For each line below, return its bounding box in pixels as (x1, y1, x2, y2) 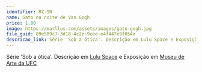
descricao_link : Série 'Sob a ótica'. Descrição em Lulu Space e (6, 37, 173, 43)
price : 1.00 (6, 20, 36, 26)
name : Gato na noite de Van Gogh (6, 14, 90, 20)
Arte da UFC (6, 59, 37, 67)
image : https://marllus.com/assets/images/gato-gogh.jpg (6, 25, 152, 32)
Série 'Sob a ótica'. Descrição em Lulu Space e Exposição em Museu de (6, 53, 185, 60)
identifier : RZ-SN (6, 8, 52, 15)
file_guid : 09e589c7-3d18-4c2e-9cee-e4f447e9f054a (6, 31, 136, 37)
